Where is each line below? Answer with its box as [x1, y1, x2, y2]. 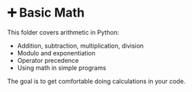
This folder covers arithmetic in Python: [7, 28, 119, 36]
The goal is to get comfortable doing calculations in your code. [7, 77, 186, 85]
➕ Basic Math [7, 5, 85, 21]
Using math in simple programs [17, 64, 106, 72]
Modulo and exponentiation [17, 48, 95, 57]
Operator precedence [17, 56, 79, 64]
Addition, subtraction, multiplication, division [17, 42, 144, 50]
